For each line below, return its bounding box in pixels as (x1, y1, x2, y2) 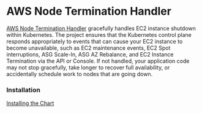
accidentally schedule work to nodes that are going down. (6, 70, 153, 77)
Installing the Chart (6, 99, 54, 107)
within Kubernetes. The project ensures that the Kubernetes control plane (6, 31, 192, 38)
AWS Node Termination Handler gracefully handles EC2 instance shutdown (6, 25, 196, 32)
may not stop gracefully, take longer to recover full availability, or (6, 63, 170, 71)
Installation (6, 85, 41, 94)
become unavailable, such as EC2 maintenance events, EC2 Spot (6, 44, 171, 52)
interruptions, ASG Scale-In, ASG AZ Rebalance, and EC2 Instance (6, 50, 174, 58)
